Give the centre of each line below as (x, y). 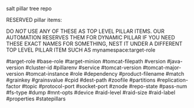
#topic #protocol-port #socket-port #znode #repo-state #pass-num (104, 86)
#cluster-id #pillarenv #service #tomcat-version (83, 67)
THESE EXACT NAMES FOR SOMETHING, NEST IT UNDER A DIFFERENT (94, 44)
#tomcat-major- (162, 67)
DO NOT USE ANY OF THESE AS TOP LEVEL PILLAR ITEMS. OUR (86, 31)
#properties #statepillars (36, 99)
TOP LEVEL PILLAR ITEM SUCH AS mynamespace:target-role (81, 50)
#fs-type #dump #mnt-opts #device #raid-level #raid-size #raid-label (91, 92)
